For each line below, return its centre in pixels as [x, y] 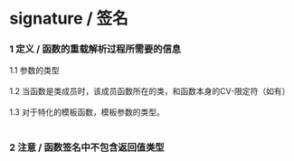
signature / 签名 [69, 19]
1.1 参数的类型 [35, 71]
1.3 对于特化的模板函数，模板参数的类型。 [87, 112]
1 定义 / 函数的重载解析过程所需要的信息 [95, 49]
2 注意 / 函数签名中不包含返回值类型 [87, 147]
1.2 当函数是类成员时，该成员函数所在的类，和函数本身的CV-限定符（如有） [150, 91]
